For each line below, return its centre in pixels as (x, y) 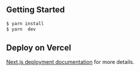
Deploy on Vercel (39, 47)
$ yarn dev (21, 29)
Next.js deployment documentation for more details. (70, 62)
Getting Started (36, 10)
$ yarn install (25, 23)
